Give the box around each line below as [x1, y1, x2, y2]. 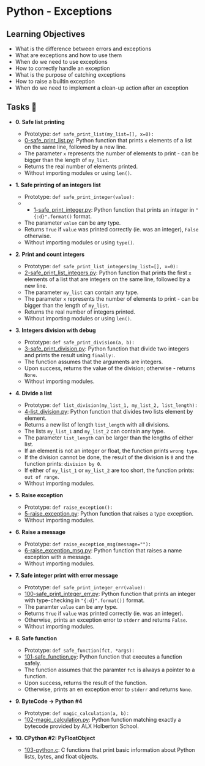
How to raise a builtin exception [15, 78, 95, 85]
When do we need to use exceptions [15, 58, 108, 65]
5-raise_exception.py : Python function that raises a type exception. [24, 509, 194, 517]
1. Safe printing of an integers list [15, 181, 101, 188]
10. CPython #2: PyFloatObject [15, 734, 95, 741]
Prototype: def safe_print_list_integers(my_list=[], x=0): [24, 262, 179, 269]
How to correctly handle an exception [15, 64, 110, 72]
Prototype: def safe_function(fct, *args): [24, 646, 135, 654]
